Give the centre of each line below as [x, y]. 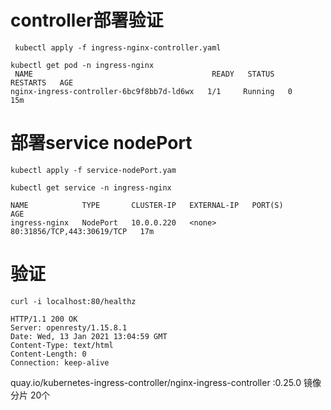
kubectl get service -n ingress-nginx [91, 187]
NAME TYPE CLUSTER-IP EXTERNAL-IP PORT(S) [147, 205]
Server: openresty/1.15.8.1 [69, 327]
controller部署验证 [87, 20]
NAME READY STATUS [144, 74]
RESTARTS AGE [42, 82]
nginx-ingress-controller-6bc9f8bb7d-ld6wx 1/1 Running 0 [151, 91]
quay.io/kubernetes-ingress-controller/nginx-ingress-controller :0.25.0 [156, 382]
